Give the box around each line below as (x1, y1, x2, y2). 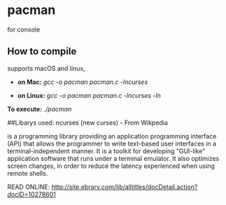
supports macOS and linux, (7, 64, 85, 72)
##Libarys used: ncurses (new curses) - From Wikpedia (7, 118, 168, 127)
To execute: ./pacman (7, 104, 72, 113)
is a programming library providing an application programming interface (7, 132, 217, 140)
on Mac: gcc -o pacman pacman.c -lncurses (17, 78, 148, 86)
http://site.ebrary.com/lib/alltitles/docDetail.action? (51, 183, 198, 191)
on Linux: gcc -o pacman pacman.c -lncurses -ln (17, 91, 161, 99)
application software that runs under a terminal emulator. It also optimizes (7, 154, 220, 162)
